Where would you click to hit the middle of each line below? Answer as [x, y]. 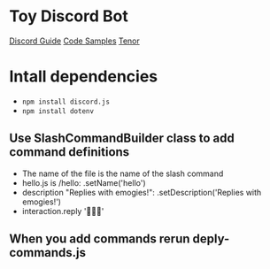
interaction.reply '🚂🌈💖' [63, 211]
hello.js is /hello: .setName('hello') [84, 182]
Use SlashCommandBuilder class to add [122, 138]
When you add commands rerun [100, 239]
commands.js [48, 253]
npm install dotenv [58, 111]
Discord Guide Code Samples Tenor [74, 41]
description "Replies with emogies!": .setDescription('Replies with [142, 192]
